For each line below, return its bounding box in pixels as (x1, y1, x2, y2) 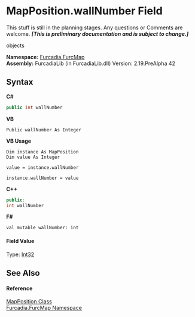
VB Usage (6, 137, 32, 144)
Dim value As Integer (6, 154, 60, 160)
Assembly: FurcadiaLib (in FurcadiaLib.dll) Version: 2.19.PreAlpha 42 (6, 60, 175, 67)
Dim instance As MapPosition (6, 149, 79, 155)
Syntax (6, 77, 33, 87)
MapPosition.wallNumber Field (6, 4, 163, 18)
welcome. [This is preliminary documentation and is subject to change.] (6, 30, 189, 37)
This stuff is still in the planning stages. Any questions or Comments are (6, 24, 183, 31)
